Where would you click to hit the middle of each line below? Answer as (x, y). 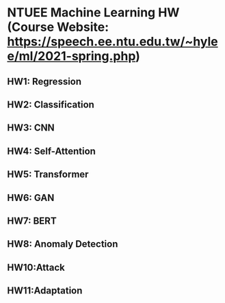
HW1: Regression (44, 81)
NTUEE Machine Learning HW (93, 13)
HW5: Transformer (48, 175)
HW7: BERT (32, 221)
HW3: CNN (31, 128)
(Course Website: (58, 27)
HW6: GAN (31, 197)
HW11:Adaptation (45, 291)
